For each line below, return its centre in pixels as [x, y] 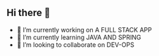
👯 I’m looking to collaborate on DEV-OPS [75, 44]
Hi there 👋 [28, 13]
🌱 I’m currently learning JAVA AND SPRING [79, 37]
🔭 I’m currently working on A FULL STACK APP [84, 29]
